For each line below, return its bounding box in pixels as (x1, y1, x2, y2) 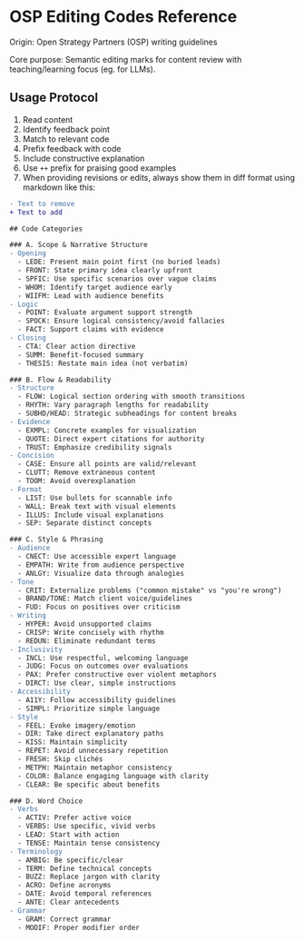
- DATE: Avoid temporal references (17, 889, 152, 898)
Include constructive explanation (22, 153, 145, 163)
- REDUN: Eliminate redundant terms (17, 636, 156, 646)
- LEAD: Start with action (17, 830, 120, 839)
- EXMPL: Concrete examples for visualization (17, 425, 197, 435)
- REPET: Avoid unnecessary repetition (17, 747, 169, 756)
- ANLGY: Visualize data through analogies (17, 569, 184, 578)
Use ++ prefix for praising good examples (22, 162, 177, 173)
